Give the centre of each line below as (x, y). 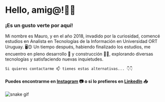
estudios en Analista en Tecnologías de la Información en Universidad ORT (81, 41)
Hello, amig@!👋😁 (40, 10)
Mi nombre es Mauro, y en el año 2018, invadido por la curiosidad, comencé (82, 36)
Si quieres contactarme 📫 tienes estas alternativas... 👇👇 (69, 69)
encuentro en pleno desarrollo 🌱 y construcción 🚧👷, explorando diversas (79, 54)
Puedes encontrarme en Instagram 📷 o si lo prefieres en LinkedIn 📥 (77, 81)
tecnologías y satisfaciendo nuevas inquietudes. (54, 59)
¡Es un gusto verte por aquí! (39, 26)
